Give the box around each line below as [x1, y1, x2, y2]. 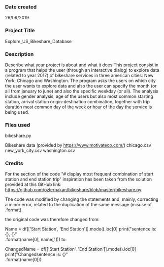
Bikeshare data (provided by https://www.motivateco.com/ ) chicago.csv [5, 142, 151, 148]
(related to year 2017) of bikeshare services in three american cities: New [5, 72, 154, 78]
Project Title [5, 27, 35, 34]
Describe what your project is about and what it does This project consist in [5, 62, 159, 68]
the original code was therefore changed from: [5, 217, 100, 222]
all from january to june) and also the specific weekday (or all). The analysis [5, 88, 159, 94]
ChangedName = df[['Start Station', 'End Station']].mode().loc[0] [5, 246, 136, 252]
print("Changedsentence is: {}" [5, 251, 68, 258]
